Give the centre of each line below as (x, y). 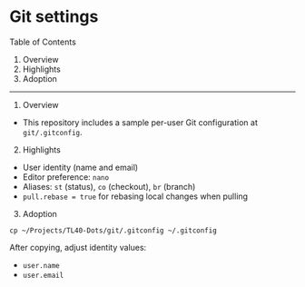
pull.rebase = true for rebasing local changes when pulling (135, 196)
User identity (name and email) (80, 167)
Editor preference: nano (66, 177)
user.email (43, 275)
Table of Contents (43, 42)
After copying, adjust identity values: (78, 247)
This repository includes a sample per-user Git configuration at (140, 122)
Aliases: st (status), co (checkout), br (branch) (109, 186)
